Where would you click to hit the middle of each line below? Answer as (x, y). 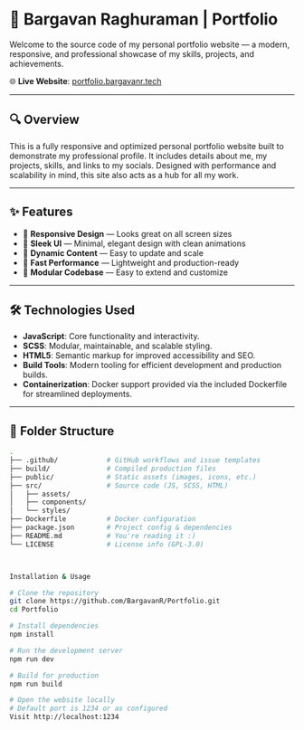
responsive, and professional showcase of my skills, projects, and (132, 53)
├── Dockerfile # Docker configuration (103, 519)
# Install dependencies (54, 626)
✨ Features (41, 212)
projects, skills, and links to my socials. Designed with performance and (143, 165)
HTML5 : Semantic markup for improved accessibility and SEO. (139, 356)
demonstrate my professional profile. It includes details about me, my (138, 156)
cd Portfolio (34, 610)
